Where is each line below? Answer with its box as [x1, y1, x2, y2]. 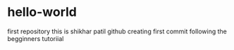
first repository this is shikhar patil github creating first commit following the [7, 27, 227, 35]
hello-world [7, 4, 78, 20]
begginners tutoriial [7, 34, 64, 42]
